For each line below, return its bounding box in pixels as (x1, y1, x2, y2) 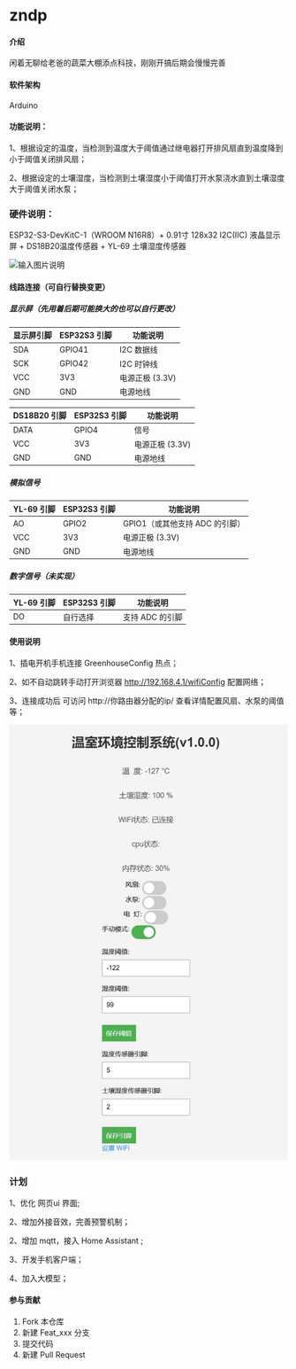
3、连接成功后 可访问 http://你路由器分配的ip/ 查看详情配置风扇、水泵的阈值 (9, 695, 285, 705)
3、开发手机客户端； (9, 1254, 84, 1264)
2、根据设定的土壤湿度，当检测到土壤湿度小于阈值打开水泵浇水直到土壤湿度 (9, 172, 285, 183)
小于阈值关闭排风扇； (9, 153, 87, 164)
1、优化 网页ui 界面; (9, 1197, 80, 1208)
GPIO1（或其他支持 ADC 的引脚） (122, 518, 246, 529)
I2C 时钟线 (118, 358, 158, 369)
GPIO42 (59, 358, 89, 369)
